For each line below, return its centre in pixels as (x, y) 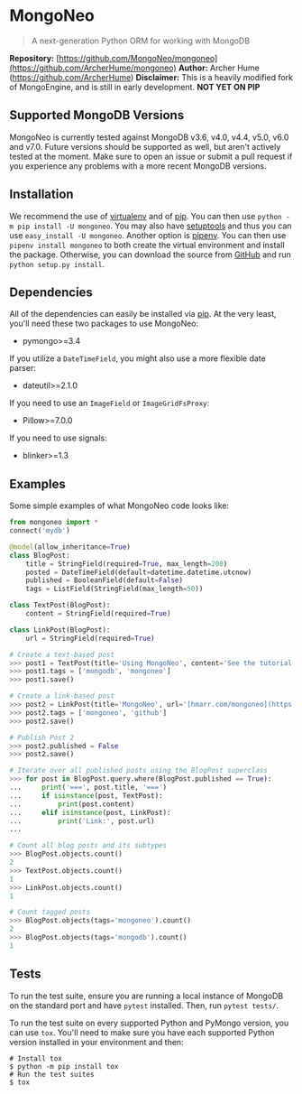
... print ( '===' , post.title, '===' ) (88, 788)
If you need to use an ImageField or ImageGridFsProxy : (110, 403)
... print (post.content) (72, 804)
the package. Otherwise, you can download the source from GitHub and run (150, 255)
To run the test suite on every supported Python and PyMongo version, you (149, 1023)
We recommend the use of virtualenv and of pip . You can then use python (146, 216)
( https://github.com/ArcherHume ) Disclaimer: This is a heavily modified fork (151, 77)
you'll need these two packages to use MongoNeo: (104, 324)
